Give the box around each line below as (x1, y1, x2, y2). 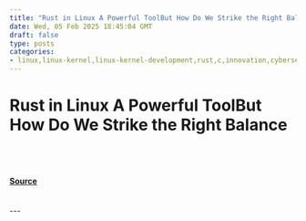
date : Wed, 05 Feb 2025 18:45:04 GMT (9, 22, 153, 31)
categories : (9, 47, 55, 57)
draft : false (9, 30, 59, 39)
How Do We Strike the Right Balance (9, 115, 289, 135)
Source (9, 175, 38, 186)
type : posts (9, 38, 55, 48)
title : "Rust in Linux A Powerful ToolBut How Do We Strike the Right (9, 13, 283, 23)
